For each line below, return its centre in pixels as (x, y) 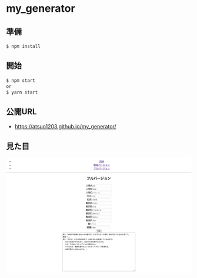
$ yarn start (22, 92)
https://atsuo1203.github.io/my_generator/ (65, 126)
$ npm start (21, 80)
